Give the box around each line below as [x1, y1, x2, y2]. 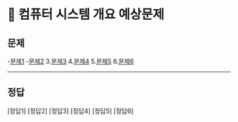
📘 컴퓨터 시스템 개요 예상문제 [7, 6, 165, 23]
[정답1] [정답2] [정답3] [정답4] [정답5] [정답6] [7, 106, 134, 115]
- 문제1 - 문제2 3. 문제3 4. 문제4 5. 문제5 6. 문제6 [7, 57, 135, 65]
